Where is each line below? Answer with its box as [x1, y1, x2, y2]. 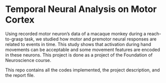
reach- [147, 30, 161, 36]
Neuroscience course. [5, 57, 51, 63]
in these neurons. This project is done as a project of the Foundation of [5, 51, 153, 58]
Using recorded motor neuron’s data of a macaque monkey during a [5, 30, 146, 36]
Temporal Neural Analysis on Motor [5, 3, 157, 15]
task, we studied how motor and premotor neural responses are [24, 36, 157, 42]
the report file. [5, 72, 35, 78]
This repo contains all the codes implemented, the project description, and [5, 66, 160, 73]
